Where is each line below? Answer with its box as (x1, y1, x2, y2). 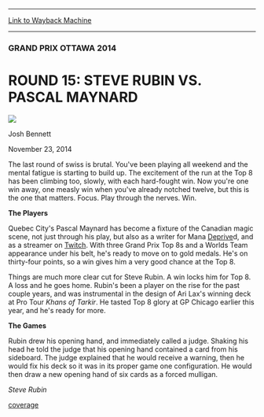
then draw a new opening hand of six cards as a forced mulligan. (8, 369, 218, 378)
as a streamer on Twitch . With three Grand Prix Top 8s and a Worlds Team (8, 240, 248, 249)
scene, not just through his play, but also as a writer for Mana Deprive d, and (8, 231, 254, 241)
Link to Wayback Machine (8, 16, 92, 24)
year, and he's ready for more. (8, 305, 106, 315)
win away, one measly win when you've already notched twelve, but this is (8, 184, 250, 194)
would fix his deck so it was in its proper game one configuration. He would (8, 361, 253, 371)
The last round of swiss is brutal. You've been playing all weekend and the (8, 159, 249, 169)
